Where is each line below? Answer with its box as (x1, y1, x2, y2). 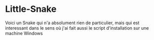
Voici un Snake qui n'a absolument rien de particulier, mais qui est (5, 20, 140, 26)
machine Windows (5, 30, 43, 36)
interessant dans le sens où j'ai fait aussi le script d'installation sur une (5, 25, 149, 31)
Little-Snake (5, 3, 57, 15)
